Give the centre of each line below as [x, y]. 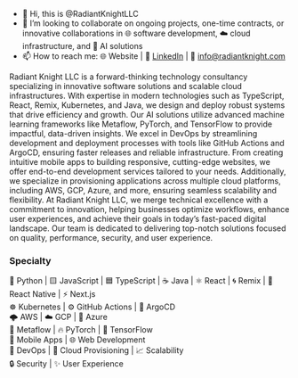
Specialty [30, 260]
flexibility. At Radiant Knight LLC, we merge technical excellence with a [139, 200]
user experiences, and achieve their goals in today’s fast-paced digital [138, 219]
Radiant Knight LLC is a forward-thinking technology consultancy [129, 77]
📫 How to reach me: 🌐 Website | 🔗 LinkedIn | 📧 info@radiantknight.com [154, 56]
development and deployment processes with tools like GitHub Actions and [147, 143]
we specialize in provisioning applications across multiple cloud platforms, [145, 181]
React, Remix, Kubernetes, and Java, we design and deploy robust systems [147, 105]
